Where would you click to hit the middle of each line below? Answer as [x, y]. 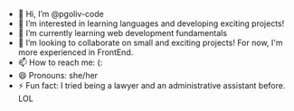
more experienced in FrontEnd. [76, 52]
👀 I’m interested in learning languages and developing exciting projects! [151, 23]
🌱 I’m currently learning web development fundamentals [123, 33]
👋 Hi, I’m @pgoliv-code [61, 14]
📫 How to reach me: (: [60, 62]
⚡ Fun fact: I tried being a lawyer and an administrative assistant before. [152, 85]
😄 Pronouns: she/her [57, 75]
